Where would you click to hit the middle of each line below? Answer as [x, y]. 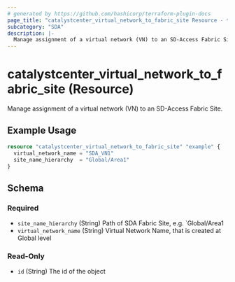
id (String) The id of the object [62, 272]
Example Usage [42, 131]
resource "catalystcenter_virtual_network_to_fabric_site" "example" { [114, 147]
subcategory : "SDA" [36, 27]
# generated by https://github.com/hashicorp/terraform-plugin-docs [109, 14]
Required [23, 208]
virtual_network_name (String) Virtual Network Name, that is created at [119, 231]
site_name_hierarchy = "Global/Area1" [72, 160]
